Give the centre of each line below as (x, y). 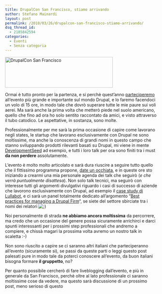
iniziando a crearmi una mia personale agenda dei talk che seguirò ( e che (78, 175)
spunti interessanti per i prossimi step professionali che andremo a (71, 226)
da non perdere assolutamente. (37, 156)
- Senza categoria (28, 46)
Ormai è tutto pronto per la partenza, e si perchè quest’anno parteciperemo (80, 94)
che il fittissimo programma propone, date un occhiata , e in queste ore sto (79, 170)
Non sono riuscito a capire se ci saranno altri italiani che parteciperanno (77, 245)
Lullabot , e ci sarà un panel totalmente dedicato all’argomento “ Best (72, 196)
